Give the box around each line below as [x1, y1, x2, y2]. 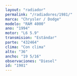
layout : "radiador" [5, 7, 46, 12]
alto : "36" [5, 49, 28, 54]
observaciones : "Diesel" [5, 58, 57, 63]
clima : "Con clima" [5, 44, 46, 49]
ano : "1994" [5, 26, 30, 31]
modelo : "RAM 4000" [5, 21, 46, 26]
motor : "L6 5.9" [5, 30, 39, 35]
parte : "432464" [5, 40, 39, 45]
